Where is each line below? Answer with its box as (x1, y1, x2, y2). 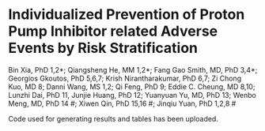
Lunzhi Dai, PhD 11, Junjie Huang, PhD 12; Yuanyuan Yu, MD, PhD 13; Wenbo (8, 90, 257, 99)
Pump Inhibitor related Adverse (8, 22, 218, 40)
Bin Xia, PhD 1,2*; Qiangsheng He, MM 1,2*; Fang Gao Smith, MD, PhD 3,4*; (8, 65, 258, 74)
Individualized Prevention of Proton (8, 6, 245, 24)
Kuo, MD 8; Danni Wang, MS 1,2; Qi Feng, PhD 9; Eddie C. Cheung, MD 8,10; (8, 81, 256, 92)
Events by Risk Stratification (8, 39, 199, 57)
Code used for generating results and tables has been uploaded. (8, 114, 219, 123)
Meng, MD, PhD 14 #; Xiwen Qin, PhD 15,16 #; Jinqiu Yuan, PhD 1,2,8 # (8, 99, 237, 108)
